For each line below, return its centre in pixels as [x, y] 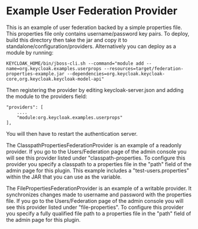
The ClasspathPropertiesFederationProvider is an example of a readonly [94, 145]
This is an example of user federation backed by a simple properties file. [94, 27]
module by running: [30, 52]
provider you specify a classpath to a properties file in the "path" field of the [99, 164]
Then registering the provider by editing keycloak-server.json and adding [95, 90]
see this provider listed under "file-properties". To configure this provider [95, 207]
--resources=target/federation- [144, 69]
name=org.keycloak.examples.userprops [54, 69]
